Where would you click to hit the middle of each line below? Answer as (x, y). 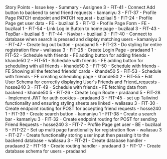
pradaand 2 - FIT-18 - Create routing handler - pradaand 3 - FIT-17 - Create (83, 146)
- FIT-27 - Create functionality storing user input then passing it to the (77, 135)
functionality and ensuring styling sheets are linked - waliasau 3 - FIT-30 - (82, 103)
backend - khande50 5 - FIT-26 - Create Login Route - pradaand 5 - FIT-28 (83, 93)
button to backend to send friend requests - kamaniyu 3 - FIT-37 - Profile (81, 13)
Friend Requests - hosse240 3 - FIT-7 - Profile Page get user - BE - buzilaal (83, 124)
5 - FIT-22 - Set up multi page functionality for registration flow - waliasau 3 (83, 130)
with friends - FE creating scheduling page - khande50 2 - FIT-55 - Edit (79, 76)
